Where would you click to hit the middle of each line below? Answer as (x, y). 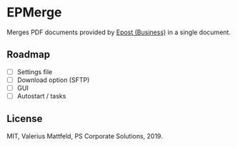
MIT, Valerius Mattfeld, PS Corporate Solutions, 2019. (85, 136)
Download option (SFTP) (53, 80)
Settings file (35, 71)
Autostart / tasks (41, 96)
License (25, 119)
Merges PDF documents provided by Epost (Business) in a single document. (119, 32)
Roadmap (29, 55)
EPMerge (34, 12)
